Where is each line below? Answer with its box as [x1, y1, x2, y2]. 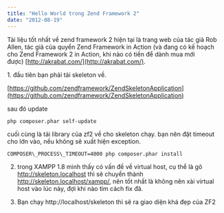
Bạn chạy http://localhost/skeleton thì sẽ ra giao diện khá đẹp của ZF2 [16, 197, 216, 206]
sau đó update [7, 104, 48, 113]
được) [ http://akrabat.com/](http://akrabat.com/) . [7, 57, 146, 65]
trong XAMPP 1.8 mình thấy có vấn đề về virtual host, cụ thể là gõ [16, 162, 203, 170]
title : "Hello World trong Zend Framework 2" [7, 10, 139, 17]
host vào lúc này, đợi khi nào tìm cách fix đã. [16, 184, 144, 192]
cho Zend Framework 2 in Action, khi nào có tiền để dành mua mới [7, 49, 195, 58]
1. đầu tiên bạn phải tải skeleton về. [7, 70, 107, 79]
